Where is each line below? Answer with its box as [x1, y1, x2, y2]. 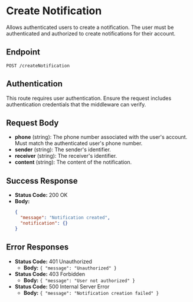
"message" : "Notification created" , [20, 215, 110, 221]
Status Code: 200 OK [14, 191, 68, 199]
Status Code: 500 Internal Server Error [14, 282, 110, 290]
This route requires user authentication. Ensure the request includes [6, 95, 172, 102]
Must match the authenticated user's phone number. [14, 140, 143, 147]
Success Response [6, 176, 78, 186]
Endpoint [6, 47, 40, 57]
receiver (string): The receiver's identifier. [14, 152, 117, 160]
